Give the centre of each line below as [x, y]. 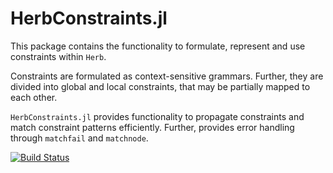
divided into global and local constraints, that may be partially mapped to [160, 86]
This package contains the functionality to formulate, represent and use [158, 46]
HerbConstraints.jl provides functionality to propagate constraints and [157, 116]
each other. [34, 97]
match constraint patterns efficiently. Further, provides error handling [152, 127]
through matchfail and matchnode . [79, 138]
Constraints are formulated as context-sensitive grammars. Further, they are [167, 76]
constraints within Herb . [58, 56]
